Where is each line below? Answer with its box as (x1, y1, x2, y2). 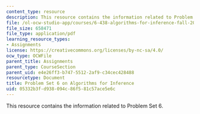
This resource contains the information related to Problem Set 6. (6, 102, 164, 109)
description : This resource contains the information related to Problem (6, 14, 193, 20)
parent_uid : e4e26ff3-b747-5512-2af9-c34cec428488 (6, 69, 135, 75)
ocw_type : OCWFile (6, 53, 52, 59)
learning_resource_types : (6, 36, 70, 42)
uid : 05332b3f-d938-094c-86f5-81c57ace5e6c (6, 86, 116, 92)
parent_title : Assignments (6, 58, 73, 64)
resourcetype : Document (6, 75, 65, 81)
